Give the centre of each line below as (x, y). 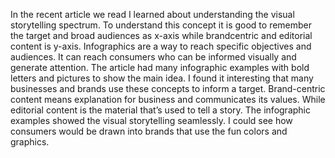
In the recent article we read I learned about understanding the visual (152, 14)
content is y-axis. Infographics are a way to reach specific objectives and (161, 46)
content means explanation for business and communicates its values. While (168, 99)
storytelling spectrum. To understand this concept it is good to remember (161, 25)
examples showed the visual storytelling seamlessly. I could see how (151, 120)
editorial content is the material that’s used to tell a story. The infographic (160, 110)
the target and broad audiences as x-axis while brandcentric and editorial (161, 35)
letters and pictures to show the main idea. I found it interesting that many (162, 78)
